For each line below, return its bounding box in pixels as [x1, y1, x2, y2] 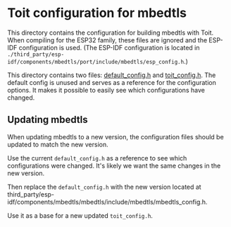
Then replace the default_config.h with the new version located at [7, 182, 202, 191]
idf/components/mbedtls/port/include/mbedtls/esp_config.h [7, 58, 185, 65]
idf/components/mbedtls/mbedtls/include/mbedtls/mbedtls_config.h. [7, 197, 208, 206]
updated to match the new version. [7, 140, 108, 149]
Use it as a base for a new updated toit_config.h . [7, 211, 154, 220]
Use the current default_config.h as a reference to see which [7, 153, 187, 162]
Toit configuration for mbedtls [7, 5, 187, 21]
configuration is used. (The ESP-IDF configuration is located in [18, 43, 200, 52]
